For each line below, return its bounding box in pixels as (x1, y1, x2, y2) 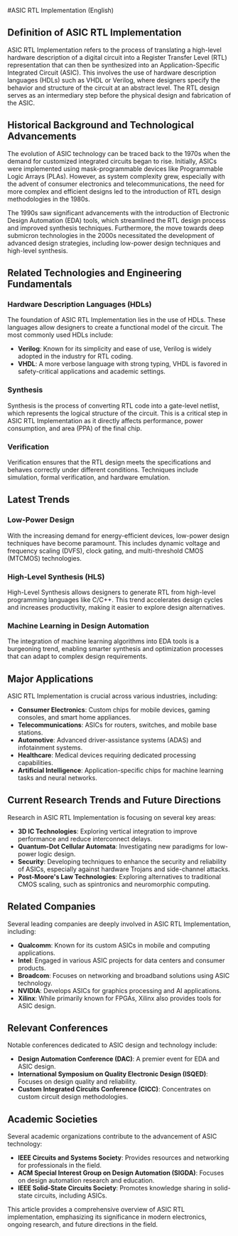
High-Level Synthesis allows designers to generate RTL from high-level (7, 588, 216, 596)
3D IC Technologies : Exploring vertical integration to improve (17, 826, 198, 836)
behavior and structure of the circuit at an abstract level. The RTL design (7, 83, 220, 92)
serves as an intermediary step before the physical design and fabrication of (7, 90, 232, 99)
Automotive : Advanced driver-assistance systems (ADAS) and (17, 736, 202, 744)
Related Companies (7, 900, 96, 913)
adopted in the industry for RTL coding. (17, 352, 134, 360)
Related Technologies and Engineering (7, 267, 183, 279)
